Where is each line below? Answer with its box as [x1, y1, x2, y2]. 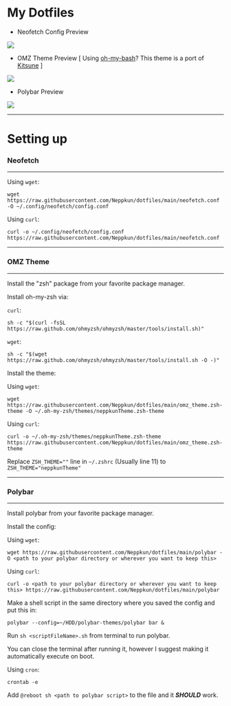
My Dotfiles [7, 5, 74, 21]
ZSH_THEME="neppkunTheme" [7, 464, 81, 472]
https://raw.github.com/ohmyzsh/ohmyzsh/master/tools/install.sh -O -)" [7, 356, 220, 363]
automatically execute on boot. [7, 652, 95, 660]
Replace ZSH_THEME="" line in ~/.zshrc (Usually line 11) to [7, 457, 166, 465]
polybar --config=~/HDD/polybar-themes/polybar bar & [7, 619, 165, 627]
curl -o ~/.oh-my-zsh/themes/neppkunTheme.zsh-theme [7, 433, 162, 440]
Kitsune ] [16, 61, 43, 70]
